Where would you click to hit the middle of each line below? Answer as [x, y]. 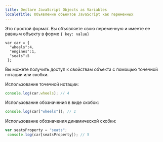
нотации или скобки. [27, 74]
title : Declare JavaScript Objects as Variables [56, 10]
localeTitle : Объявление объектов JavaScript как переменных [69, 14]
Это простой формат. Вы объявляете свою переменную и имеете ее [78, 28]
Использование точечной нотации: [42, 84]
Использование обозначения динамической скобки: [61, 121]
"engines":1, [23, 51]
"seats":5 [20, 56]
